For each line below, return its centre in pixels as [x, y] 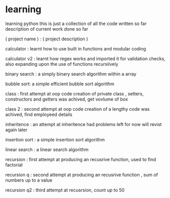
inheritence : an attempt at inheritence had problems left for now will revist [83, 124]
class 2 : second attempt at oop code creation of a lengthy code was [78, 109]
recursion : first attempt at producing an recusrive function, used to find [81, 159]
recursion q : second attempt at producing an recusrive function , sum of [82, 175]
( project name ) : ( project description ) [47, 39]
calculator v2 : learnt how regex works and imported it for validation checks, [86, 58]
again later [17, 130]
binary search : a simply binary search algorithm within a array [71, 74]
